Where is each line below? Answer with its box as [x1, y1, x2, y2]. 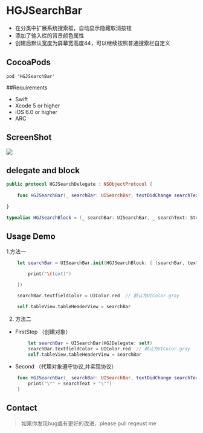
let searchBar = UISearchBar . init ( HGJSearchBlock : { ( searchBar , [17, 260, 185, 266]
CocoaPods [6, 57, 51, 68]
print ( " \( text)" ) [28, 271, 71, 277]
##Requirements [6, 84, 48, 91]
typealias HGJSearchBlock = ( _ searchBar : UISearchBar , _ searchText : [6, 215, 188, 221]
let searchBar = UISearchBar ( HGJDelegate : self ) [28, 340, 153, 346]
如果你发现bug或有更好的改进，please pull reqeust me [21, 420, 156, 427]
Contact [6, 403, 37, 413]
